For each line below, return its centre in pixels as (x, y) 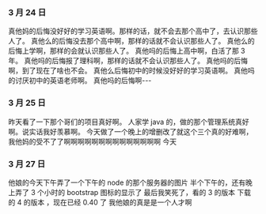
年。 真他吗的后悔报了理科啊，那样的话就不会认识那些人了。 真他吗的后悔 (128, 61)
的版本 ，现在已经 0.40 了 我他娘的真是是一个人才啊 (108, 202)
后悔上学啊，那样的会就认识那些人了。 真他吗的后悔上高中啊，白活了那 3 (127, 51)
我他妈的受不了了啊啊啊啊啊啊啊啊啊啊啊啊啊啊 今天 (92, 141)
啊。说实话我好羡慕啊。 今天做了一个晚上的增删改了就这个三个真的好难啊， (131, 131)
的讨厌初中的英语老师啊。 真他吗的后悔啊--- (80, 81)
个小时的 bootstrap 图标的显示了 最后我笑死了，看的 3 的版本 (136, 192)
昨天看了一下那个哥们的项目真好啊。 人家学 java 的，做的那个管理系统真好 (129, 122)
